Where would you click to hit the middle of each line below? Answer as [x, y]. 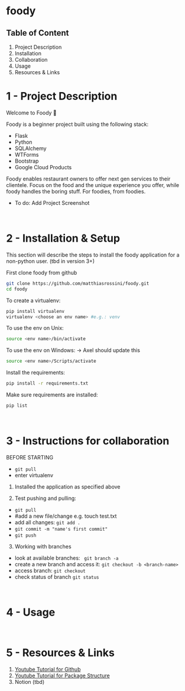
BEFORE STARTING [30, 457]
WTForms [27, 154]
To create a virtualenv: [33, 300]
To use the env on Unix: [35, 328]
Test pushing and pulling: [46, 498]
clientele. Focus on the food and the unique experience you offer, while [92, 185]
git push [25, 535]
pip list [17, 405]
